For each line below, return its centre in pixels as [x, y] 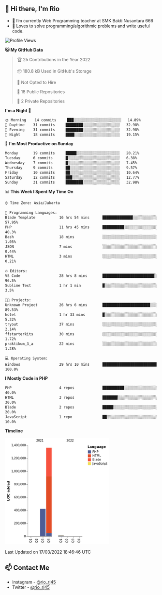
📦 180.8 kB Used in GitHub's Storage [54, 71]
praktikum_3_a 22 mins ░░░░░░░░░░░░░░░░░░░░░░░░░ [81, 344]
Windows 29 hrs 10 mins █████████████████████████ [81, 364]
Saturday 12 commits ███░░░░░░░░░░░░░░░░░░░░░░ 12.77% [72, 177]
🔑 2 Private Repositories [41, 101]
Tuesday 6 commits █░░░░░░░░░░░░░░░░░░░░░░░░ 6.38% [71, 158]
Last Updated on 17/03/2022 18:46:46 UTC [48, 552]
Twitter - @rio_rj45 [31, 587]
